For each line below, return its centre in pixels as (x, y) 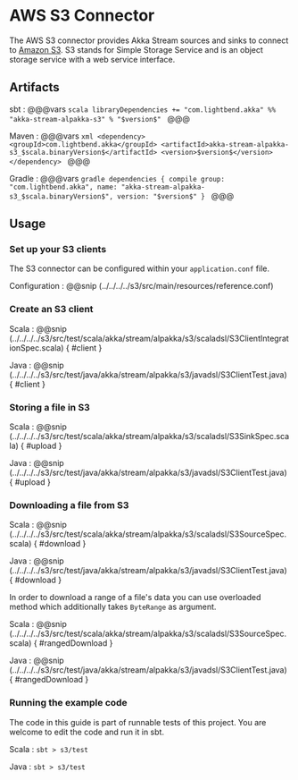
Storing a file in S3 (50, 407)
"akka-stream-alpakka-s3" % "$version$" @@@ (99, 118)
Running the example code (68, 703)
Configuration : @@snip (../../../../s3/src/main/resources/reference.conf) (141, 286)
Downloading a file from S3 (69, 504)
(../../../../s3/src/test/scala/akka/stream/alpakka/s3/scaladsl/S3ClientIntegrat (149, 338)
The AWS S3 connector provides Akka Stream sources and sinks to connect (149, 40)
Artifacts (34, 87)
